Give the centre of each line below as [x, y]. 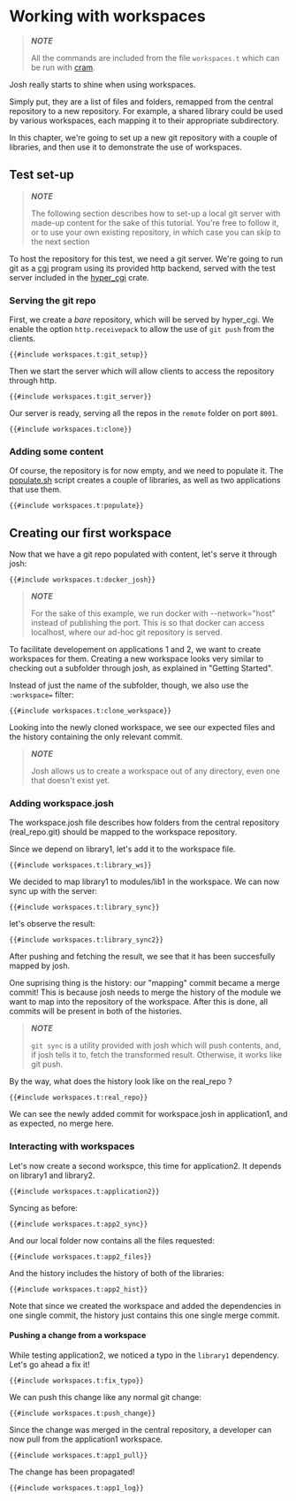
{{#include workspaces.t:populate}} [76, 506]
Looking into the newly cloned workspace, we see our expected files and [142, 727]
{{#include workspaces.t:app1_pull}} [79, 1455]
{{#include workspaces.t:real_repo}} [79, 1098]
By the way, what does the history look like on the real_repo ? [121, 1081]
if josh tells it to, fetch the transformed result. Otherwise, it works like [156, 1055]
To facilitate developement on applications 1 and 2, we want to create [135, 650]
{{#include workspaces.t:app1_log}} [76, 1488]
